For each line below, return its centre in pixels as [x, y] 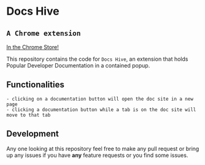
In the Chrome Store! [33, 47]
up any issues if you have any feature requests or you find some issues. [97, 155]
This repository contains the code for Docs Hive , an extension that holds [97, 59]
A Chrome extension [44, 33]
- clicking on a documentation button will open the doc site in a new [100, 99]
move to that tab [29, 115]
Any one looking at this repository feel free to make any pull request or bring [103, 148]
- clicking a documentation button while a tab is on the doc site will [101, 109]
